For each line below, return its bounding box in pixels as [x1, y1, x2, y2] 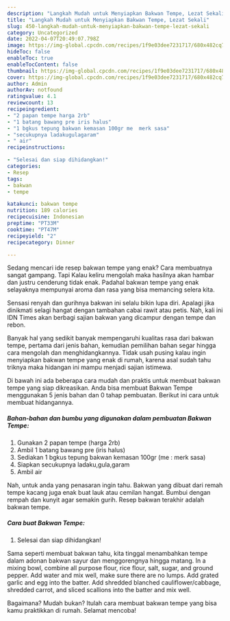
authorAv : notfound [7, 86, 63, 93]
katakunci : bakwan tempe [7, 200, 78, 208]
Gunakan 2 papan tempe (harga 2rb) [16, 438, 120, 447]
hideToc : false [7, 49, 51, 56]
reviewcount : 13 [7, 99, 53, 106]
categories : [7, 163, 41, 169]
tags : [7, 176, 23, 183]
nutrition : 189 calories [7, 207, 78, 214]
